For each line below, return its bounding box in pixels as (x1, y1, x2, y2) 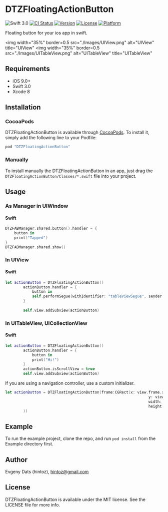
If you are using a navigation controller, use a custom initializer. (5, 380, 135, 386)
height (148, 404, 162, 409)
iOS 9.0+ (12, 78, 31, 84)
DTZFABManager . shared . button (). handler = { (5, 226, 97, 231)
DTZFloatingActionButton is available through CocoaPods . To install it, (5, 129, 149, 136)
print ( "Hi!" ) (31, 357, 59, 362)
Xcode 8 (12, 89, 30, 95)
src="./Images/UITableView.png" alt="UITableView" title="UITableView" (5, 50, 152, 56)
